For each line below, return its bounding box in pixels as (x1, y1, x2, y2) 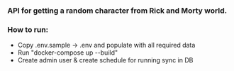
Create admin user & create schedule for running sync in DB (17, 56, 194, 65)
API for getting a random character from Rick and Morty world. (7, 6, 228, 16)
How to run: (7, 24, 49, 34)
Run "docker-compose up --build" (17, 48, 118, 57)
